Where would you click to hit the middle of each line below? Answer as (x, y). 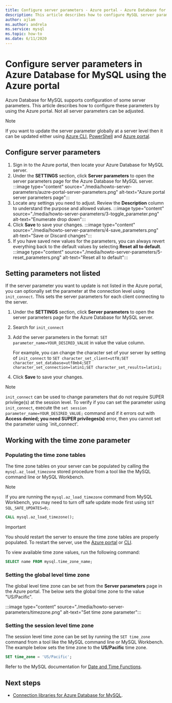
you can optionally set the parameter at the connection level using (75, 291)
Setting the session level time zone (50, 626)
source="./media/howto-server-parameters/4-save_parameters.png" (85, 230)
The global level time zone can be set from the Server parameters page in (84, 586)
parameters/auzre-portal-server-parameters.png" (65, 192)
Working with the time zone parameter (68, 440)
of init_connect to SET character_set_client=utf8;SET (71, 358)
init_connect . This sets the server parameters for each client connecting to (85, 297)
